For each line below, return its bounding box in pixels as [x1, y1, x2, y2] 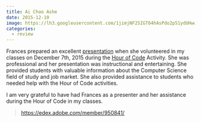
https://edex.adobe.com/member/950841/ [20, 109, 125, 117]
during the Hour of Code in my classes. [6, 97, 103, 105]
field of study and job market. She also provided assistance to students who [6, 73, 194, 81]
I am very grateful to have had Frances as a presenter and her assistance [6, 91, 187, 99]
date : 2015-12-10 [6, 14, 50, 20]
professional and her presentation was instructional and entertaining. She [6, 61, 187, 68]
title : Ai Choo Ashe [6, 8, 58, 15]
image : [6, 20, 23, 26]
